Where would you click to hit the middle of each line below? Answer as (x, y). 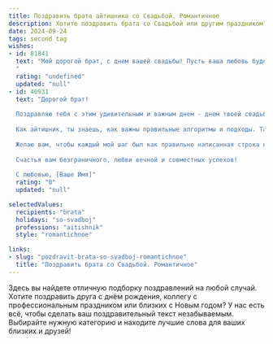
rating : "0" (36, 183)
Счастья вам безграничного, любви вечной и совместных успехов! (127, 159)
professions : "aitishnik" (60, 227)
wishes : (22, 46)
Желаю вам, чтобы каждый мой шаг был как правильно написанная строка (138, 144)
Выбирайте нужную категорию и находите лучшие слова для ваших (127, 322)
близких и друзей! (40, 331)
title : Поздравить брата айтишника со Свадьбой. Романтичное (114, 16)
